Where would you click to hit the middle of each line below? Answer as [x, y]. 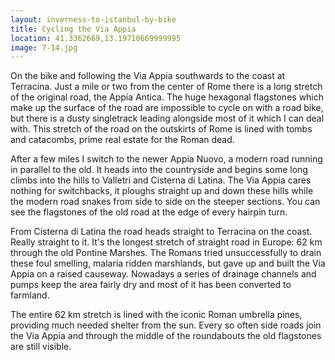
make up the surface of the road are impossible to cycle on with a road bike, [167, 108]
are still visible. [41, 347]
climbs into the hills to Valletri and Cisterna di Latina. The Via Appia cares [161, 180]
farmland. [30, 295]
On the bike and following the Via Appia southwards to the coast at [148, 76]
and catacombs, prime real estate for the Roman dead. [122, 140]
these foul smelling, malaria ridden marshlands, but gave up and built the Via [168, 263]
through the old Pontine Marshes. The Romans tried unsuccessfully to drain [166, 253]
